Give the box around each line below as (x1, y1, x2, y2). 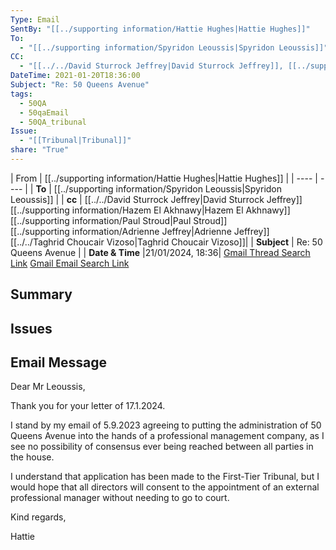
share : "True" (10, 145, 70, 155)
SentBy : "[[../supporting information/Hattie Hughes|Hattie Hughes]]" (10, 24, 311, 34)
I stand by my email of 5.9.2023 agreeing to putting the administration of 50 (10, 419, 322, 431)
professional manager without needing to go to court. (10, 492, 230, 504)
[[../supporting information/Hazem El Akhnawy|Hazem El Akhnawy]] (10, 204, 291, 216)
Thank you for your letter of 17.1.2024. (10, 400, 166, 412)
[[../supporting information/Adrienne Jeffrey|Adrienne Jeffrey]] (10, 225, 270, 237)
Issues (10, 320, 53, 337)
